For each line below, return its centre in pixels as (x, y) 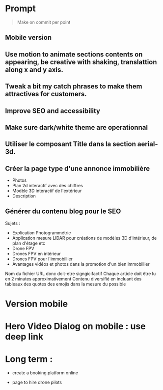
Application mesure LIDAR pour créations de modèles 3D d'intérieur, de (84, 238)
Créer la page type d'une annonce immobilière (78, 168)
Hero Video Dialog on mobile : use (75, 326)
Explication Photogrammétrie (41, 233)
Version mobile (37, 304)
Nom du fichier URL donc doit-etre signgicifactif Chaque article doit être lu (81, 274)
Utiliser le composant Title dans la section (70, 144)
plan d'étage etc (29, 243)
